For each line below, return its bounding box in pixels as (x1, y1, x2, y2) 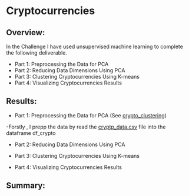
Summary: (6, 181, 45, 191)
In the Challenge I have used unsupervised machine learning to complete (6, 43, 184, 50)
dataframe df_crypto (6, 129, 56, 136)
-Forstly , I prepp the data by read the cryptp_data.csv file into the (6, 123, 166, 130)
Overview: (6, 28, 45, 38)
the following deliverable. (6, 49, 68, 56)
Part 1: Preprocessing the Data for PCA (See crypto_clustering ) (14, 111, 167, 119)
